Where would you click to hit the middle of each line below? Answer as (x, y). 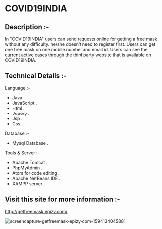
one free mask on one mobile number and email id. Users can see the (76, 50)
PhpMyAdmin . (27, 168)
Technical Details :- (36, 76)
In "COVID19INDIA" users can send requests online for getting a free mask (81, 39)
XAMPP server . (29, 183)
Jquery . (21, 113)
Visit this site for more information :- (63, 199)
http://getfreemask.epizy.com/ (36, 211)
